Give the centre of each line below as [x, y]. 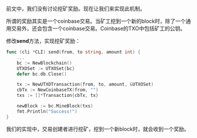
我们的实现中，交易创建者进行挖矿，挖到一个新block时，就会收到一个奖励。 [98, 129]
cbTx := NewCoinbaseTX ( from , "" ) [58, 90]
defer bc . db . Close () [42, 74]
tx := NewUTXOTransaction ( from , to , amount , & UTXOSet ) [85, 85]
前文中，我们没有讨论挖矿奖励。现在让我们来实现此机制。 [76, 9]
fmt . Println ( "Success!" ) [47, 111]
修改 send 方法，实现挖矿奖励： [43, 41]
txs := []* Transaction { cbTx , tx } [58, 96]
